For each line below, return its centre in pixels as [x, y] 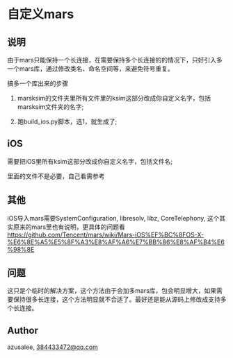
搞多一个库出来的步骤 [38, 83]
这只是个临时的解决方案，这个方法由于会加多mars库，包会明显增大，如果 [112, 291]
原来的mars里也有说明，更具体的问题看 [69, 227]
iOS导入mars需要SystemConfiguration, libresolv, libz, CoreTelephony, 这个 [113, 218]
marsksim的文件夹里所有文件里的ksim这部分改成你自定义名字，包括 [114, 98]
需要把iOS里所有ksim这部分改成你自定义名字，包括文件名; [90, 161]
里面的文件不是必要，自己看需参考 [56, 176]
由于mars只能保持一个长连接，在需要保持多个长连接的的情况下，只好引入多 [115, 60]
